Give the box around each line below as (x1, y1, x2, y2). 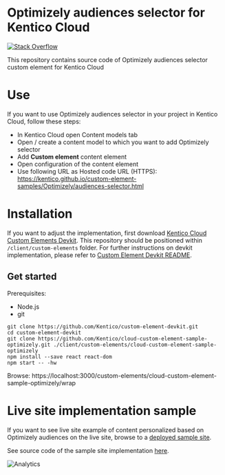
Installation (7, 206, 73, 222)
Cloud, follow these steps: (7, 117, 81, 125)
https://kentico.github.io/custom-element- (17, 174, 137, 183)
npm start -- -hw (7, 359, 57, 366)
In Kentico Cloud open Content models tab (17, 130, 138, 139)
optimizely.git (7, 341, 51, 348)
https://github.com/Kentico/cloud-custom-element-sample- (37, 335, 208, 342)
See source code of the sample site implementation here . (7, 446, 170, 454)
